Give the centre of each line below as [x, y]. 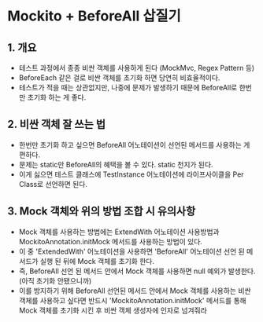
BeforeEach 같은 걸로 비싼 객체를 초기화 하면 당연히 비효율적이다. [119, 78]
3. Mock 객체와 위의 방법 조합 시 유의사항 [102, 212]
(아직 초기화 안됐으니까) [55, 280]
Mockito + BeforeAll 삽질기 [94, 16]
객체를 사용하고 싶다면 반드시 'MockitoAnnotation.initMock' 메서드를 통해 [133, 300]
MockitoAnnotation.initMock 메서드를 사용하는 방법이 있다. [110, 241]
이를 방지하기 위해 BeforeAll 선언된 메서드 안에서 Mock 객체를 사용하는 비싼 [135, 291]
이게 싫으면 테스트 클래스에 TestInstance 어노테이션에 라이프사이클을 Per [131, 174]
